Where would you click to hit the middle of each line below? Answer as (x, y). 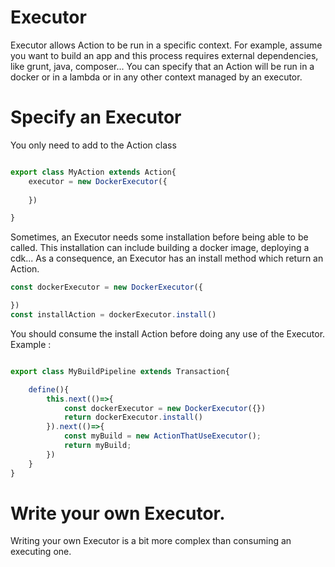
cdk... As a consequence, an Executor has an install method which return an (167, 258)
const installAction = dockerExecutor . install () (113, 315)
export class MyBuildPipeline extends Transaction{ (120, 371)
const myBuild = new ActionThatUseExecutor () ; (162, 436)
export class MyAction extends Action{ (93, 172)
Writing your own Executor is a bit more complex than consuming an (151, 541)
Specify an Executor (96, 117)
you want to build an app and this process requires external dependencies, (164, 55)
